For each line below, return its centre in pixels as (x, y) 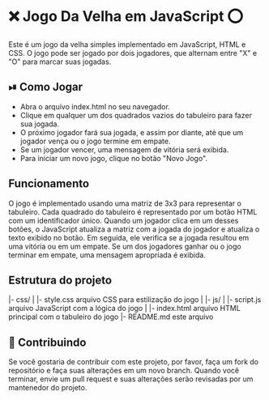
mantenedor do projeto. (48, 388)
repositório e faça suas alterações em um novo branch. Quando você (124, 371)
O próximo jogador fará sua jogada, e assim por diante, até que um (132, 132)
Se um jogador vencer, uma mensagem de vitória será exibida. (124, 149)
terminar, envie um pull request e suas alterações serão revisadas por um (131, 379)
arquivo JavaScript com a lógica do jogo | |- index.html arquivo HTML (124, 309)
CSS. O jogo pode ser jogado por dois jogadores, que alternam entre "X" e (133, 53)
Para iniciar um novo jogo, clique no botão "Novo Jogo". (114, 158)
